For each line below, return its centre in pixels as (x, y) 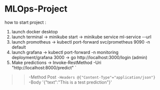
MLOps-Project (36, 9)
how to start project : (26, 22)
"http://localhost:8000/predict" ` (44, 67)
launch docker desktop (35, 31)
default (19, 47)
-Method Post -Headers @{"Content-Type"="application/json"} (92, 77)
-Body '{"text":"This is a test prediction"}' (70, 82)
